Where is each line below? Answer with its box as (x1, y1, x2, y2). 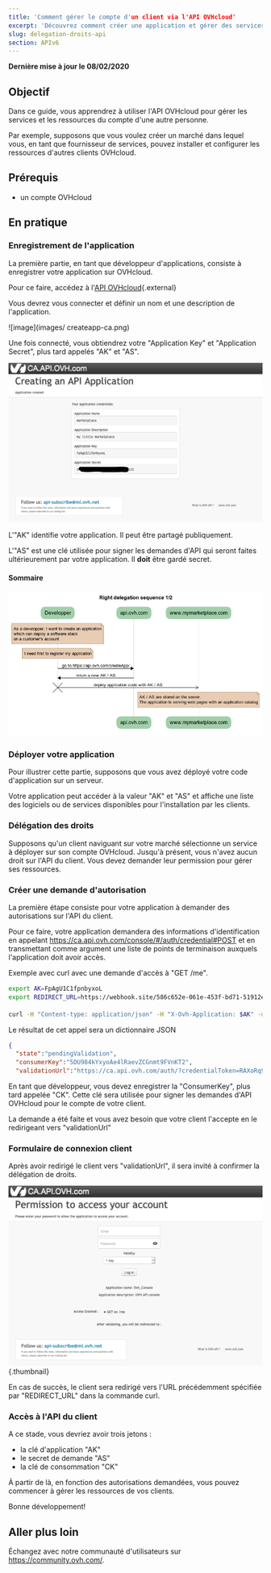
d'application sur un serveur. (8, 776, 103, 785)
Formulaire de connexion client (8, 1142, 133, 1154)
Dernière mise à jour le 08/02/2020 (8, 61, 130, 72)
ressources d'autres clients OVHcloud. (8, 148, 137, 157)
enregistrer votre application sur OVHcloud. (8, 267, 153, 277)
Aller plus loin (8, 1525, 79, 1539)
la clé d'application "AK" (19, 1445, 101, 1454)
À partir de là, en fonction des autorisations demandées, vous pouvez (8, 1478, 240, 1488)
